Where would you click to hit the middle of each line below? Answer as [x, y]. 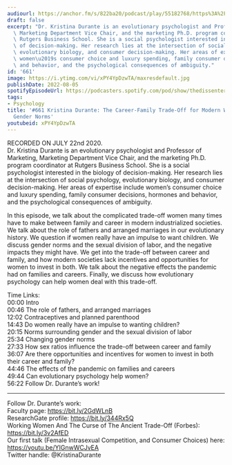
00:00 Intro [23, 302]
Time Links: [23, 295]
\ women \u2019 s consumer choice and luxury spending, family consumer [117, 59]
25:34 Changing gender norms [51, 339]
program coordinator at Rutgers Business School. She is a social [98, 165]
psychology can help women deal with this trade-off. [82, 281]
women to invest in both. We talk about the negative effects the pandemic [112, 267]
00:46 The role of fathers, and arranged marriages [79, 310]
